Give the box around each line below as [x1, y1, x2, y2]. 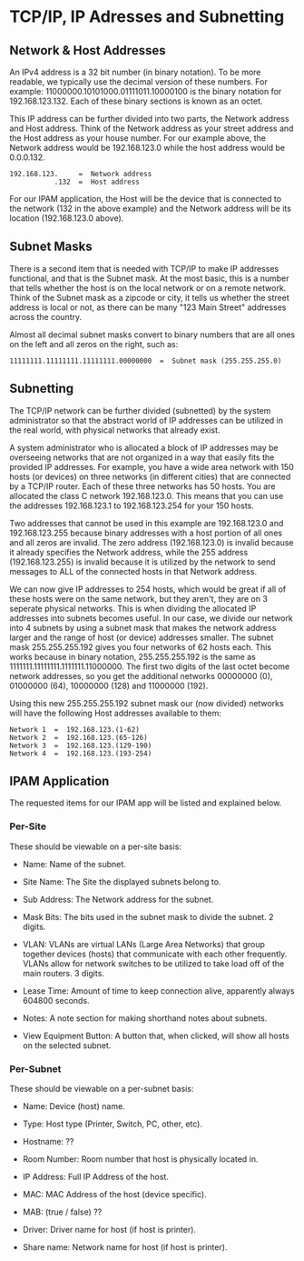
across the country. [9, 311, 83, 322]
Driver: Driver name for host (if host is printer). [22, 1225, 197, 1236]
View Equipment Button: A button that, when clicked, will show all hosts [22, 1030, 290, 1041]
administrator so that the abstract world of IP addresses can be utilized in [9, 415, 284, 425]
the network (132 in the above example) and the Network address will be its [9, 203, 292, 214]
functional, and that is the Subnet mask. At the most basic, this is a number [9, 273, 289, 284]
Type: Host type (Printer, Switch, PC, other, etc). [22, 1118, 202, 1129]
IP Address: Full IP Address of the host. [22, 1171, 170, 1183]
